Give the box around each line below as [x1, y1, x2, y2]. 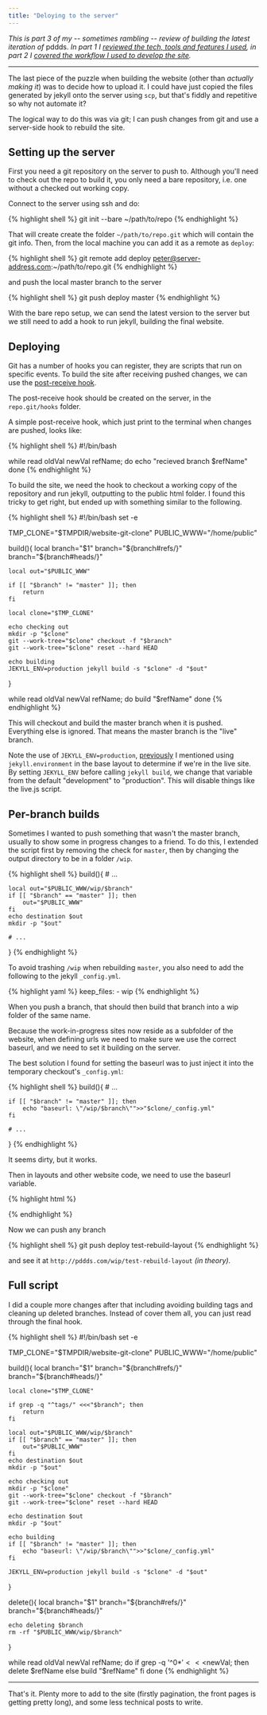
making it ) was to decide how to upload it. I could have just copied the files [8, 81, 253, 92]
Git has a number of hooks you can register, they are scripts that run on [8, 361, 242, 371]
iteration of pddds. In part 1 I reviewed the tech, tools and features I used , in [8, 41, 257, 52]
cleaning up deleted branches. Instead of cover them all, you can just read [8, 1308, 252, 1318]
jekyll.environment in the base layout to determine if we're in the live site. [8, 759, 252, 769]
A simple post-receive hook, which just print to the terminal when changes [8, 417, 252, 427]
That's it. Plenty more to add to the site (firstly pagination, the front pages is [8, 1689, 257, 1698]
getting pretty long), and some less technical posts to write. [8, 1697, 203, 1707]
